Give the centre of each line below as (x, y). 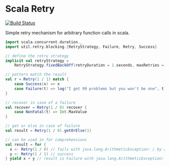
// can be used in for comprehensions (46, 140)
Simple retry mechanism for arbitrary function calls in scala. (68, 32)
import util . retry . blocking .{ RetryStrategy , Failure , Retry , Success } (81, 47)
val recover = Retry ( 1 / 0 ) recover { (46, 107)
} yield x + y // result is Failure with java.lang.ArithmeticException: (85, 159)
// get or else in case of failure (43, 126)
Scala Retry (30, 9)
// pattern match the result (36, 75)
